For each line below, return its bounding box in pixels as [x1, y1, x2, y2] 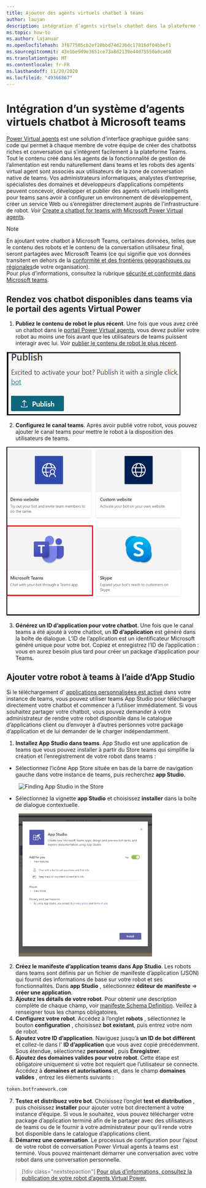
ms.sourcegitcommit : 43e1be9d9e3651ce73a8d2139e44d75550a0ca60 [6, 49, 172, 55]
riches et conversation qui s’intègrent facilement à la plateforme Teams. [6, 148, 188, 156]
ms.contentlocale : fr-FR [6, 61, 70, 67]
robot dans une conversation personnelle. [15, 1155, 121, 1163]
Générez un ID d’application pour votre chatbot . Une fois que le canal [15, 622, 194, 629]
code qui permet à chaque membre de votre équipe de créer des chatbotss [6, 142, 197, 149]
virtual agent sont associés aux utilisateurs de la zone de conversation [6, 168, 184, 175]
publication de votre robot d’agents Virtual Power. [21, 1174, 147, 1181]
